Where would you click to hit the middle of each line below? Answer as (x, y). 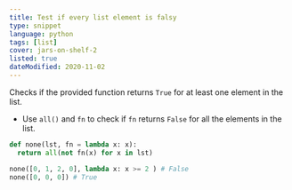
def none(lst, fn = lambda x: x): (73, 144)
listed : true (33, 59)
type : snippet (36, 26)
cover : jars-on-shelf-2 (53, 51)
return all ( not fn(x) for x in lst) (85, 153)
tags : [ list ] (33, 42)
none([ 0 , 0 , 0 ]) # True (53, 177)
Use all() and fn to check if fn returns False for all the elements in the (152, 119)
